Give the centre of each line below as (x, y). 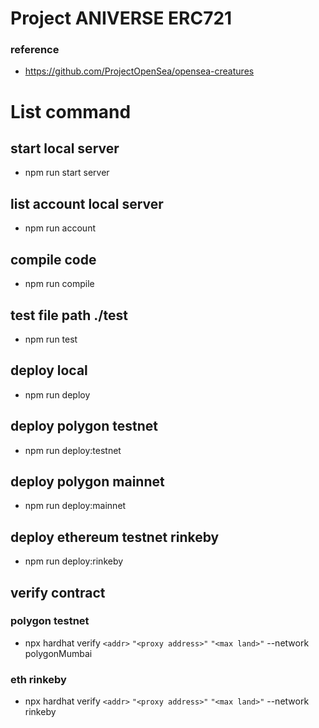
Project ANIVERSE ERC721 (121, 18)
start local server (65, 148)
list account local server (87, 203)
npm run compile (59, 284)
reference (35, 50)
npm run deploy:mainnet (75, 506)
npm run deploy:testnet (73, 450)
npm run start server (67, 173)
